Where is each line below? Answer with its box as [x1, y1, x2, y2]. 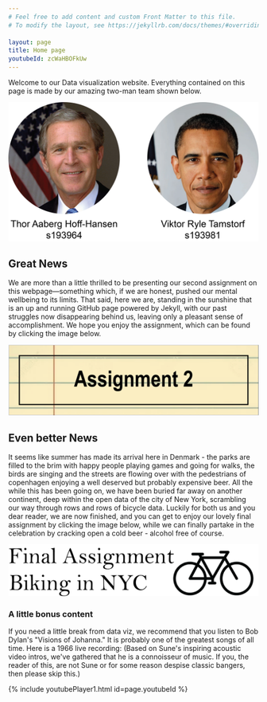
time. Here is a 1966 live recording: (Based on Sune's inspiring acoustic [8, 644, 242, 653]
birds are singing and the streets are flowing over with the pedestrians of [8, 469, 246, 478]
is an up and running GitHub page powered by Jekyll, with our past [8, 304, 227, 313]
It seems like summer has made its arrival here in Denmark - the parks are [8, 452, 250, 461]
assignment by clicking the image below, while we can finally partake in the [8, 520, 254, 529]
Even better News [8, 431, 99, 445]
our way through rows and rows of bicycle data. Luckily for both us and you [8, 503, 256, 512]
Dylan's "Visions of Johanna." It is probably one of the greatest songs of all [8, 635, 254, 645]
